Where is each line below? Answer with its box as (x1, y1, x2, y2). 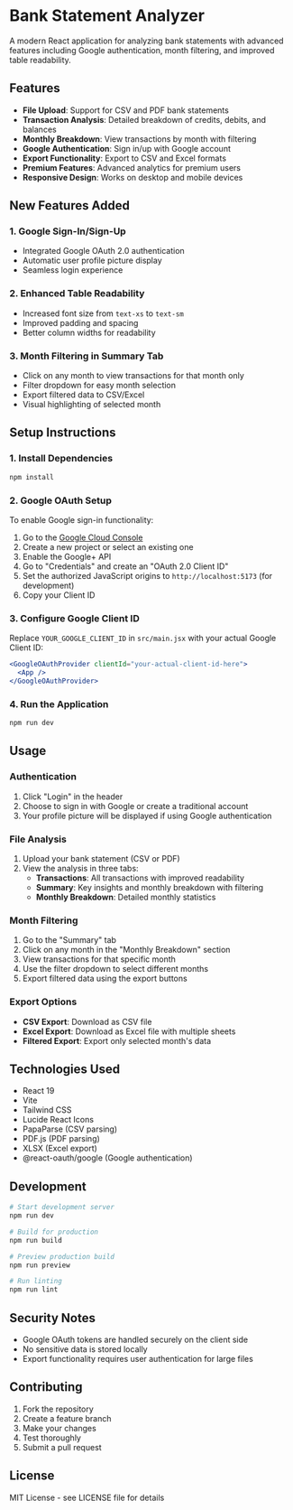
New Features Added (9, 198, 131, 213)
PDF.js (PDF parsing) (22, 1133, 101, 1144)
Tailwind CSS (22, 1105, 72, 1115)
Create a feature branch (22, 1412, 112, 1423)
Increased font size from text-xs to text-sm (22, 308, 185, 319)
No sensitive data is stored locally (22, 1344, 148, 1355)
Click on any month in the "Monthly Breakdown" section (22, 945, 231, 955)
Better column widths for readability (22, 327, 156, 338)
